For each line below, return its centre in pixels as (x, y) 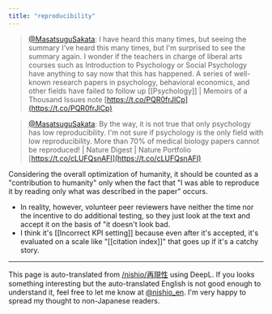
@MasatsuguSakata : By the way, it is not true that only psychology (139, 123)
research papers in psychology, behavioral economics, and (151, 82)
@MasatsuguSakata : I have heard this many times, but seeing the (137, 39)
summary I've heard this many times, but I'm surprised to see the (136, 47)
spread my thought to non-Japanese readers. (84, 300)
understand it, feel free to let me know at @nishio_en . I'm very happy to (127, 292)
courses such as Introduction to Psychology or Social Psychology (138, 65)
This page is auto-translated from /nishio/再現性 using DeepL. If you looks (132, 274)
